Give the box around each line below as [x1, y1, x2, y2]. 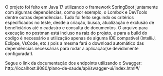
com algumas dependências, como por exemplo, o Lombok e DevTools [5, 9, 147, 15]
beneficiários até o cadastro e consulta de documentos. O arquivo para [5, 25, 148, 31]
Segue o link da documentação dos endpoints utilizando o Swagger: [5, 60, 142, 66]
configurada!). [5, 51, 34, 57]
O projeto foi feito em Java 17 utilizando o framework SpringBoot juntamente [5, 4, 158, 10]
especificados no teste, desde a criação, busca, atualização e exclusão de [5, 19, 155, 25]
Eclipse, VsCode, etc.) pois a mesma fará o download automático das [5, 40, 145, 46]
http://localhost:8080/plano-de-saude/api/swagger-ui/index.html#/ [5, 65, 140, 71]
